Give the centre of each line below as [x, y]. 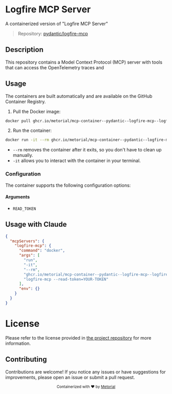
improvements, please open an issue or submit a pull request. [70, 377]
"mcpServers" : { [27, 241]
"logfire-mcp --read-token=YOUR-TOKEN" [66, 279]
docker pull [18, 121]
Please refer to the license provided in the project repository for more [78, 338]
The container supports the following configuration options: [68, 185]
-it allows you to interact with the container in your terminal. [77, 161]
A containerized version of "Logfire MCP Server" [57, 24]
